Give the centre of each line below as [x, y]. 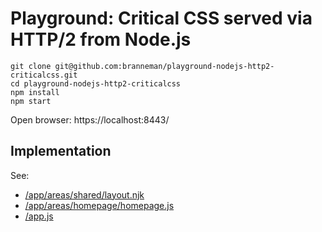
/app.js [39, 216]
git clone [31, 66]
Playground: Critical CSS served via [161, 18]
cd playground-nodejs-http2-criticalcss [96, 83]
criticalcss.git [44, 75]
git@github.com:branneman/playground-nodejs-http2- [164, 66]
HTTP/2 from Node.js [101, 39]
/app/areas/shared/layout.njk [84, 194]
